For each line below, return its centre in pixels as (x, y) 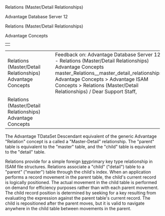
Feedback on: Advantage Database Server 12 (108, 55)
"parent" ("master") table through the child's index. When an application (78, 172)
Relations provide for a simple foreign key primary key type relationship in (79, 161)
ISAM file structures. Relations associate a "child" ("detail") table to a (75, 167)
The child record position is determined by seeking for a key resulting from (81, 193)
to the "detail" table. (25, 152)
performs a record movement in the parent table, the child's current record (81, 177)
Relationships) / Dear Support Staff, (96, 92)
